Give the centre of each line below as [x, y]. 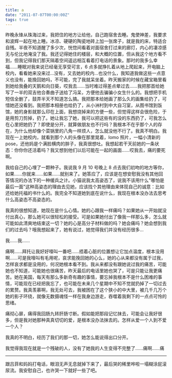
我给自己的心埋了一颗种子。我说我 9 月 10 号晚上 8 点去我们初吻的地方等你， [86, 168]
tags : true [17, 19]
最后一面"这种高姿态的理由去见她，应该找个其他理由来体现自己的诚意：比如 [85, 187]
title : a [15, 10]
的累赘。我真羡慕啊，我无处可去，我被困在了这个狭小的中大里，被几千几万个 [86, 290]
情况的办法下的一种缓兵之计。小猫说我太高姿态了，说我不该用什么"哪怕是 [87, 181]
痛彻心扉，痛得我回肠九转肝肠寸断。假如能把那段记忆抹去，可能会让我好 [81, 314]
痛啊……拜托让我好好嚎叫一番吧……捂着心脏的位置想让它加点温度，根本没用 [85, 251]
